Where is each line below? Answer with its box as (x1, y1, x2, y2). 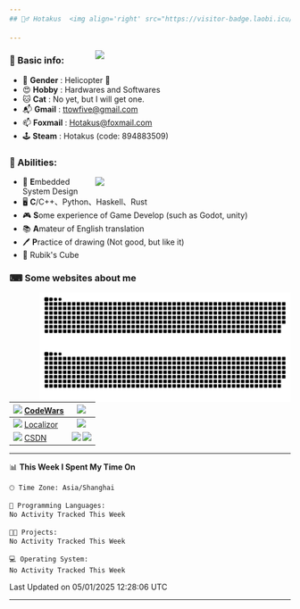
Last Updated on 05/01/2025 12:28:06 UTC (9, 581, 168, 592)
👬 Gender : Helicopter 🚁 (21, 74, 111, 85)
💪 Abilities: (9, 156, 58, 169)
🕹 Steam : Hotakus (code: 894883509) (21, 130, 170, 141)
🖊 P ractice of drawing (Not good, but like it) (21, 237, 185, 247)
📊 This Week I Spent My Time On (9, 461, 136, 472)
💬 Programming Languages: (9, 501, 105, 510)
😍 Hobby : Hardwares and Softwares (21, 84, 161, 95)
